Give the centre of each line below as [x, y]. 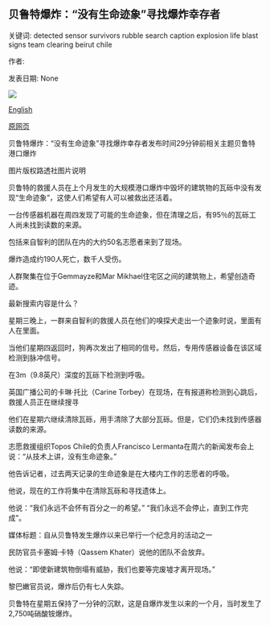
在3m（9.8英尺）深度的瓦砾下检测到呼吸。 [79, 375]
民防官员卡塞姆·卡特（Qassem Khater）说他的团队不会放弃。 [109, 552]
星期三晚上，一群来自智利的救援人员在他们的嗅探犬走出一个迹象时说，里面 [131, 320]
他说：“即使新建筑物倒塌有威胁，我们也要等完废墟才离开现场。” [112, 569]
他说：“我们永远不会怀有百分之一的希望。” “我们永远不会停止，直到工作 [125, 508]
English [20, 109]
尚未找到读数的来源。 [50, 225]
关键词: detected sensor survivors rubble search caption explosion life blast [133, 35]
